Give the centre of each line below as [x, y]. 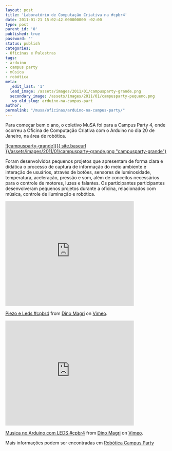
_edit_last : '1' [27, 86]
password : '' [19, 39]
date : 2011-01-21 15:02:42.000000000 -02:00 [54, 20]
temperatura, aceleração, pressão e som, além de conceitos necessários [82, 177]
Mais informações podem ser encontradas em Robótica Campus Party [80, 443]
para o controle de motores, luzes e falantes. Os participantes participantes [85, 183]
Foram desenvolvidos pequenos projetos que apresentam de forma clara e [84, 161]
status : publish [23, 44]
